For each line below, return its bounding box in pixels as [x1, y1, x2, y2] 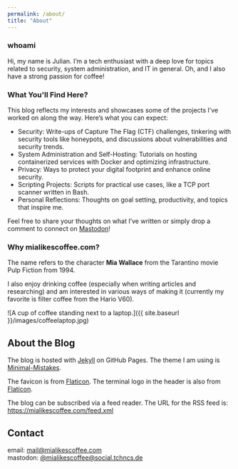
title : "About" [7, 17, 53, 24]
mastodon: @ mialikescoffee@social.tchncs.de [7, 453, 143, 462]
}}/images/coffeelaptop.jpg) [7, 316, 89, 325]
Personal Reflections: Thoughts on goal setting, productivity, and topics [17, 195, 228, 204]
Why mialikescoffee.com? [7, 242, 100, 252]
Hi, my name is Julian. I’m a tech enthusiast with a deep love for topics [7, 56, 214, 65]
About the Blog [7, 336, 76, 349]
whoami [7, 41, 36, 51]
